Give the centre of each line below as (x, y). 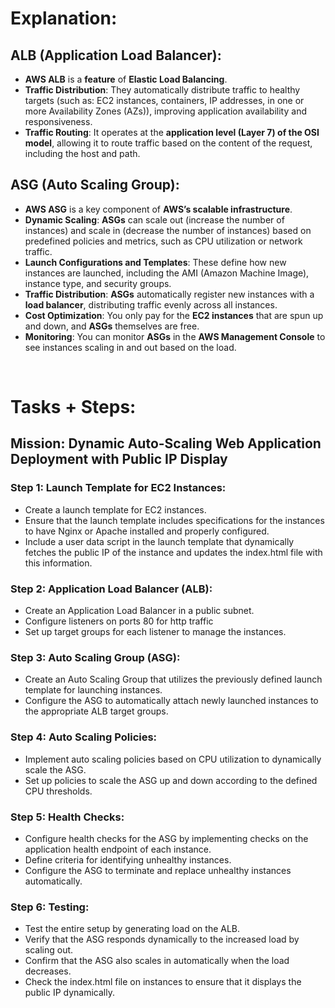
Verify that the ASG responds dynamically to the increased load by (162, 939)
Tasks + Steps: (73, 407)
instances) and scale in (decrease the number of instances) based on (168, 230)
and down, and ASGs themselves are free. (112, 326)
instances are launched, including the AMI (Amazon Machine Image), (167, 273)
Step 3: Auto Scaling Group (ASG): (95, 657)
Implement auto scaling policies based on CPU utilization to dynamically (173, 759)
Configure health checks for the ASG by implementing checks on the (166, 838)
